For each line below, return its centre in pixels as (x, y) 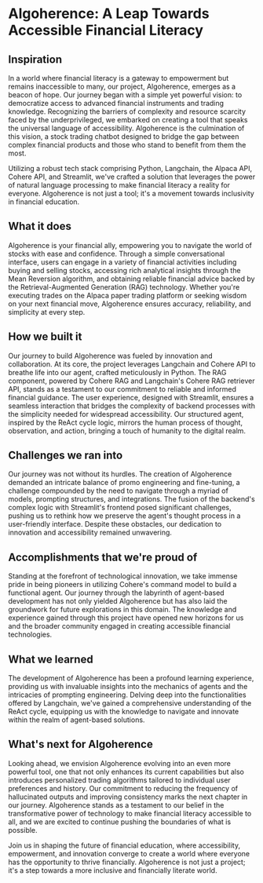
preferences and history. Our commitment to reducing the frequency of (123, 788)
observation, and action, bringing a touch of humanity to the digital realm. (127, 431)
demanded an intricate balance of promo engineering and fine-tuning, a (124, 483)
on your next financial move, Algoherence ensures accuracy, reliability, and (130, 304)
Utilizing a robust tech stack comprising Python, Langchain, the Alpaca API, (130, 168)
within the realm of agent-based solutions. (77, 720)
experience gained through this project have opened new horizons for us (126, 618)
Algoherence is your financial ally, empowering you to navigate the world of (130, 245)
